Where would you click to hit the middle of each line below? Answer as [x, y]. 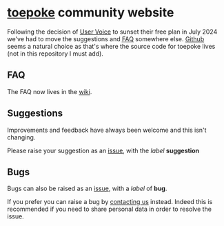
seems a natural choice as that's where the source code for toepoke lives [111, 46]
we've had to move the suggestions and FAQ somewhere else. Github [106, 38]
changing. [21, 137]
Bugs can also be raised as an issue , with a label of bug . [87, 189]
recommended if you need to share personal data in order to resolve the [110, 209]
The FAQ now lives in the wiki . [50, 91]
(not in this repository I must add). [55, 54]
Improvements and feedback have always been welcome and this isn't [107, 130]
